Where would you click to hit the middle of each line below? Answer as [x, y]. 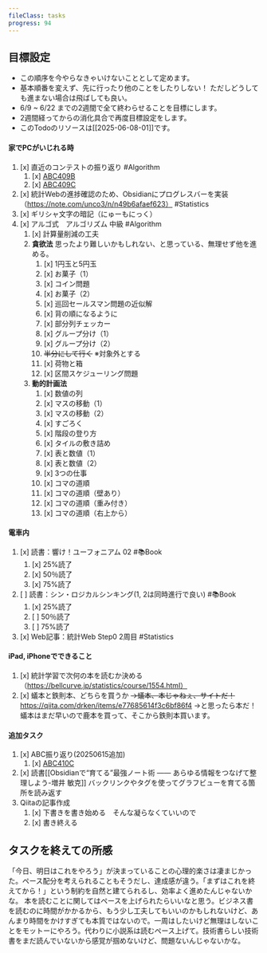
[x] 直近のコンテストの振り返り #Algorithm [90, 167]
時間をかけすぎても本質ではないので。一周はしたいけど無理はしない [141, 920]
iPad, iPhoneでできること [51, 656]
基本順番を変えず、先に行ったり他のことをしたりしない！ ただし [125, 88]
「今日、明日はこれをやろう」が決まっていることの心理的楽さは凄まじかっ [130, 871]
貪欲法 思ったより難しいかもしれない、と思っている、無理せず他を [141, 243]
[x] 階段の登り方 [70, 433]
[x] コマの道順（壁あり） [84, 493]
